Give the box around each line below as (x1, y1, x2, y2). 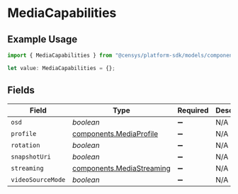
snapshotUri (11, 152, 52, 161)
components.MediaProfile (72, 129, 158, 139)
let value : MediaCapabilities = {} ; (7, 64, 115, 72)
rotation (11, 141, 40, 149)
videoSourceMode (11, 176, 66, 183)
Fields (7, 84, 35, 96)
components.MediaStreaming (72, 163, 171, 173)
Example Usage (7, 33, 78, 45)
